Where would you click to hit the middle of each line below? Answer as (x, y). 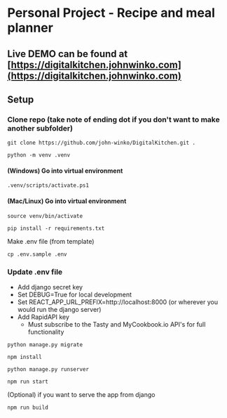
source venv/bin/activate (45, 216)
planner (30, 28)
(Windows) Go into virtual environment (65, 171)
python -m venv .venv (39, 155)
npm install (25, 357)
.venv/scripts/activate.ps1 (48, 185)
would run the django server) (59, 309)
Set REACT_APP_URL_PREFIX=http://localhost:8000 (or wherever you (118, 302)
